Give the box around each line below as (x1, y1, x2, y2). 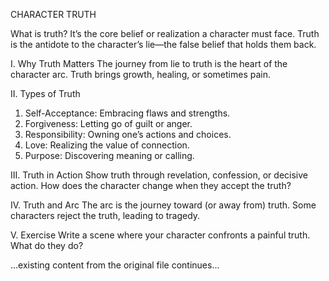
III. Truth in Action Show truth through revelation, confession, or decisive (10, 169, 308, 181)
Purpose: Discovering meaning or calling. (24, 150, 195, 161)
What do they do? (10, 240, 84, 251)
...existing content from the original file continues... (10, 259, 220, 271)
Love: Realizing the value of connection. (24, 139, 190, 151)
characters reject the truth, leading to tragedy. (10, 210, 201, 221)
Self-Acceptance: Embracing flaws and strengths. (24, 107, 231, 119)
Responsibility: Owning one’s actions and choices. (24, 129, 232, 140)
